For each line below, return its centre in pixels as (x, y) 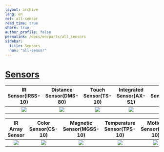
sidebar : (14, 41)
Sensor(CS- (44, 129)
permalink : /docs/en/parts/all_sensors (46, 37)
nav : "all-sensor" (28, 50)
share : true (17, 28)
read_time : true (21, 23)
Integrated (131, 90)
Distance (62, 90)
